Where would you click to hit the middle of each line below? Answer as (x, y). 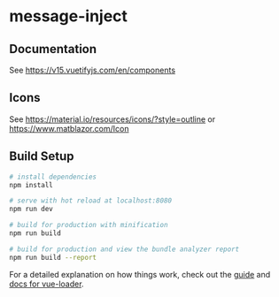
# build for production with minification (89, 225)
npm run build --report (53, 257)
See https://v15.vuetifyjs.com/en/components (92, 70)
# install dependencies (53, 177)
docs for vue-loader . (46, 284)
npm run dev (31, 209)
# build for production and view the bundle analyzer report (124, 249)
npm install (31, 185)
